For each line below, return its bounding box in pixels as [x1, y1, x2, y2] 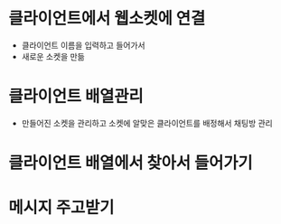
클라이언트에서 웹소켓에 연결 [8, 8, 206, 29]
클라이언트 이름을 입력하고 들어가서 [21, 40, 145, 51]
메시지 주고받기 [8, 198, 115, 218]
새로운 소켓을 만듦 [21, 51, 85, 61]
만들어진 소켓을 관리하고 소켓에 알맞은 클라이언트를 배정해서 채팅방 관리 [21, 117, 273, 128]
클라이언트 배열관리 [8, 87, 144, 107]
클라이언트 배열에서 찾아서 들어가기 [8, 153, 254, 173]
